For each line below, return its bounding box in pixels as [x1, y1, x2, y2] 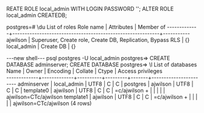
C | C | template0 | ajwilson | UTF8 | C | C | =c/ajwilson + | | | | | [6, 87, 166, 94]
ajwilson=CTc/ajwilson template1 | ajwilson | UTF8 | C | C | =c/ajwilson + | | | [6, 94, 198, 100]
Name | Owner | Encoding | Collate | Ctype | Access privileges [6, 67, 163, 75]
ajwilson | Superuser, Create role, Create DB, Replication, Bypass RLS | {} [6, 36, 190, 43]
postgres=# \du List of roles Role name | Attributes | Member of [6, 24, 166, 30]
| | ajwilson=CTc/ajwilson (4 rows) [6, 100, 92, 107]
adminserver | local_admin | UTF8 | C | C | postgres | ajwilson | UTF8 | [17, 80, 194, 87]
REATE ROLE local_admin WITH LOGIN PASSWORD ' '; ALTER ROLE [6, 5, 174, 12]
